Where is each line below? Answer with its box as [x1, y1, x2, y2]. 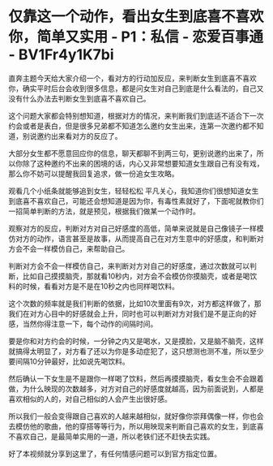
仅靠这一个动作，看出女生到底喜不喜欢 [8, 7, 265, 26]
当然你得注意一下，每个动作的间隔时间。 [22, 318, 158, 329]
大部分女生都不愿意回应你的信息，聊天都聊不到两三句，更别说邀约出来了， [8, 148, 257, 158]
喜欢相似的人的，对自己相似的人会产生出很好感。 [8, 394, 172, 403]
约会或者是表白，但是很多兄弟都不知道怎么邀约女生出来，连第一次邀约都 [8, 121, 250, 131]
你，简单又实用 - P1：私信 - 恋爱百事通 [8, 28, 263, 46]
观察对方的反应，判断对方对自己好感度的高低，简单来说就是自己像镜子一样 [8, 223, 257, 233]
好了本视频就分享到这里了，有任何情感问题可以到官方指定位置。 [8, 448, 221, 459]
